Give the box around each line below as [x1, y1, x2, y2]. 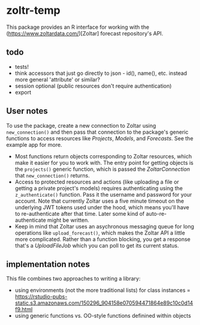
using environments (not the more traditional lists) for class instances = [14, 287, 190, 294]
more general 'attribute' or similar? [14, 76, 101, 83]
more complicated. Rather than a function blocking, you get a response [14, 235, 190, 243]
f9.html [14, 306, 33, 313]
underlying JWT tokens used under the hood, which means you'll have [14, 203, 190, 210]
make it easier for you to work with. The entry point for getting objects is [14, 159, 193, 166]
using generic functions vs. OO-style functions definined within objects [14, 312, 192, 320]
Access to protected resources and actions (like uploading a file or [14, 178, 180, 185]
